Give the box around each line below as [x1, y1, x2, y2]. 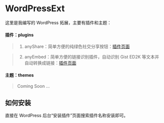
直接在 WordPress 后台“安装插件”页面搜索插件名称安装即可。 [5, 113, 129, 119]
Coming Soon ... [17, 83, 50, 89]
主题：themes [5, 72, 34, 78]
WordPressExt [5, 3, 65, 14]
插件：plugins [5, 32, 34, 38]
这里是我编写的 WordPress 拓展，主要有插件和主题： [5, 20, 111, 25]
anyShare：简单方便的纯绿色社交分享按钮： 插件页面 [24, 43, 130, 49]
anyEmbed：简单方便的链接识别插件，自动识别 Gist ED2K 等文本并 [24, 54, 160, 60]
